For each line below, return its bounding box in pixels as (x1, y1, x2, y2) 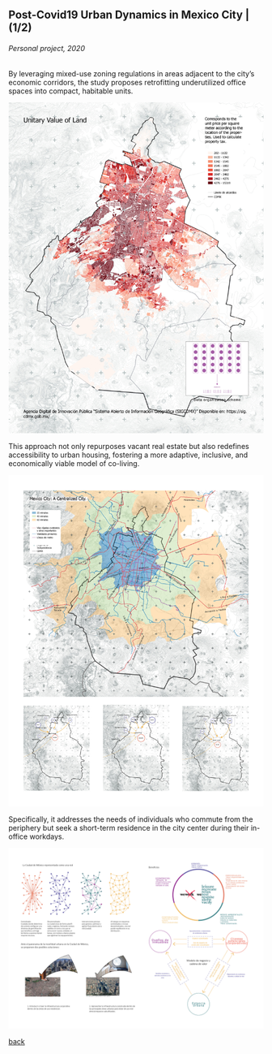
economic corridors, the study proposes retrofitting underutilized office (8, 77, 247, 87)
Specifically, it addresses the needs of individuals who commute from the (8, 814, 253, 824)
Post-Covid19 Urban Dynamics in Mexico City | (8, 8, 249, 22)
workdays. (29, 832, 65, 841)
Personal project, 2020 (8, 43, 85, 53)
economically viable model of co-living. (8, 459, 140, 469)
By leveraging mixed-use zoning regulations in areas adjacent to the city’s (8, 68, 255, 78)
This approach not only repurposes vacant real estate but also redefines (8, 442, 249, 451)
